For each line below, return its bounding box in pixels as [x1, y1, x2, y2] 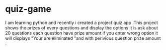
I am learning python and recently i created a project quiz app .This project [5, 20, 158, 25]
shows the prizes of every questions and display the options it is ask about [5, 25, 158, 30]
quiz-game [5, 3, 51, 15]
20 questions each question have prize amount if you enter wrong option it [5, 30, 158, 36]
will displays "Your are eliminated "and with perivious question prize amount [5, 35, 161, 41]
